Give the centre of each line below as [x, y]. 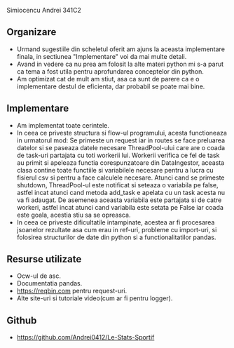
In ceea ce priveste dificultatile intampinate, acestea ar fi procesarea [116, 222]
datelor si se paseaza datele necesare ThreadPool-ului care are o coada [121, 147]
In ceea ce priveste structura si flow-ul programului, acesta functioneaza [122, 133]
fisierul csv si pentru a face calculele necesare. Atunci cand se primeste [121, 178]
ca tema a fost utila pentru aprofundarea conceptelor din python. [110, 71]
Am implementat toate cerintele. [63, 125]
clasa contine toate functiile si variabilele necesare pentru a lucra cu [115, 170]
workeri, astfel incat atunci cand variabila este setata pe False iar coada [120, 207]
